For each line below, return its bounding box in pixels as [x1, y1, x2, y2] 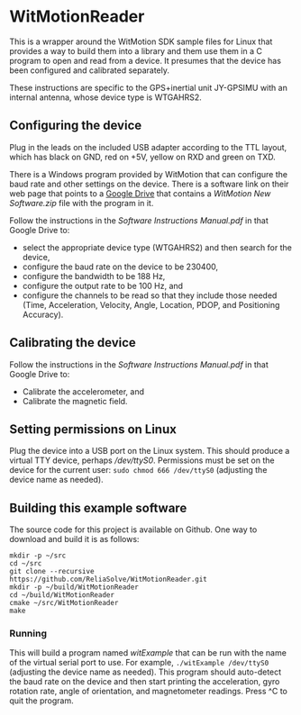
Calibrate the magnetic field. [22, 395, 128, 406]
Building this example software [9, 500, 187, 515]
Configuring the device [9, 118, 142, 133]
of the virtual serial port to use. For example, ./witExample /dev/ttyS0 [9, 657, 269, 668]
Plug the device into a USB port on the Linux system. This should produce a [9, 446, 290, 457]
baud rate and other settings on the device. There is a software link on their [9, 178, 289, 189]
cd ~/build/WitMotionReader [9, 591, 115, 600]
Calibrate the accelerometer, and [22, 385, 144, 397]
